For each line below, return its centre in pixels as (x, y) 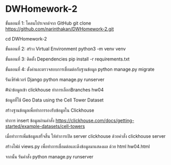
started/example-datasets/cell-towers (45, 126)
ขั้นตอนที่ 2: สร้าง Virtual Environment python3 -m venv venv (66, 49)
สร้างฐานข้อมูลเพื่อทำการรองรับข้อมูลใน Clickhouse (50, 110)
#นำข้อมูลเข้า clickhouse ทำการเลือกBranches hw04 (54, 90)
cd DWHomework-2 (26, 38)
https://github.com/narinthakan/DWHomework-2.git (59, 29)
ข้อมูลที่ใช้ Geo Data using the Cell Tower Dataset (54, 100)
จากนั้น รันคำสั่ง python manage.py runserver (49, 156)
